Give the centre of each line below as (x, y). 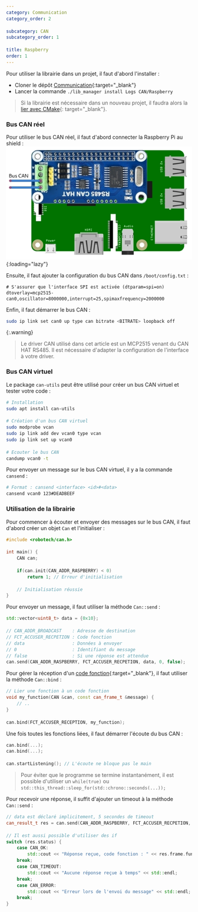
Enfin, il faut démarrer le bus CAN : (48, 309)
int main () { (22, 552)
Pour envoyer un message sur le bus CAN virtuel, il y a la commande (89, 470)
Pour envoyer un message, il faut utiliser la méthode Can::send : (83, 607)
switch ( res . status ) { (34, 842)
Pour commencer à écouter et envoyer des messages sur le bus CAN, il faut (98, 522)
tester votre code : (29, 391)
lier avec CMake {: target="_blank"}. (64, 109)
